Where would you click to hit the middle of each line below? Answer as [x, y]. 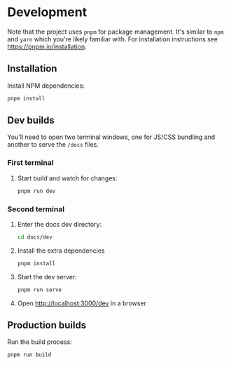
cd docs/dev [35, 237]
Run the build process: [40, 342]
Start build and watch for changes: [67, 178]
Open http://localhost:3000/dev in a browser [82, 303]
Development [47, 12]
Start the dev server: [47, 277]
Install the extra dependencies [61, 251]
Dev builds [31, 120]
